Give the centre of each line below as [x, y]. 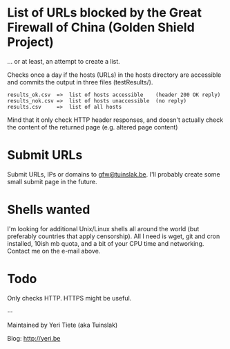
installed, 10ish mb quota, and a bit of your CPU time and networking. [106, 243]
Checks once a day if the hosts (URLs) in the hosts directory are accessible [114, 75]
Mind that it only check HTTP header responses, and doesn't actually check [115, 120]
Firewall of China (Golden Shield [101, 27]
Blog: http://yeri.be [34, 338]
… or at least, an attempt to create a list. [64, 61]
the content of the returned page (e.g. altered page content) [93, 127]
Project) [30, 42]
